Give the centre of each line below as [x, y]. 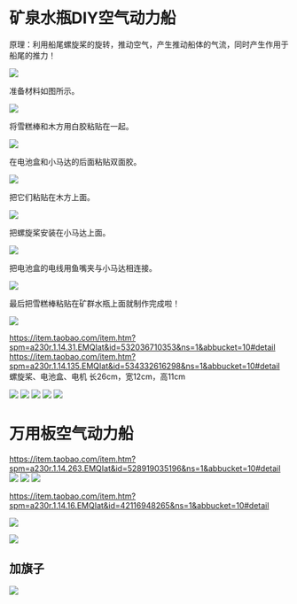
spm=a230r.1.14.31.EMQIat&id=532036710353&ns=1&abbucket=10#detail [143, 347]
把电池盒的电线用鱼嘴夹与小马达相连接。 [83, 267]
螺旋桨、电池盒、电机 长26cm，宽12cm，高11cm [98, 376]
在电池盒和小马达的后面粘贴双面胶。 [75, 161]
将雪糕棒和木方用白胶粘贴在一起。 [71, 126]
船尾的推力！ [32, 55]
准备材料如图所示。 [44, 90]
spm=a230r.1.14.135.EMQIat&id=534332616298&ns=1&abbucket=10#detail [145, 366]
